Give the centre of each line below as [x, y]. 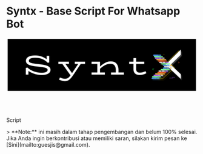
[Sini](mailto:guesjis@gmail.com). [48, 144]
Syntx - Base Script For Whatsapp [93, 11]
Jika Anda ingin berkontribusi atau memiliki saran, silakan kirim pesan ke [97, 138]
